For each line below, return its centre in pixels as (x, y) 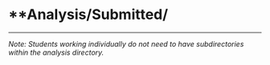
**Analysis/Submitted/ (88, 15)
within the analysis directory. (56, 52)
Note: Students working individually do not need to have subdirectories (126, 44)
